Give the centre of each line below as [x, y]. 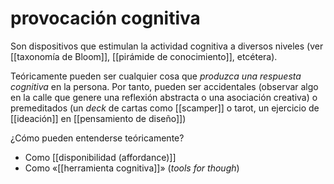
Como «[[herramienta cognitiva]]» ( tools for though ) [132, 168]
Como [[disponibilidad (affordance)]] [100, 157]
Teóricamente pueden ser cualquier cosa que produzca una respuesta [156, 76]
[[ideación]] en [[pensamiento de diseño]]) [98, 118]
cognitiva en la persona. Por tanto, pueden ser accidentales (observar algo [164, 86]
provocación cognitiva [105, 18]
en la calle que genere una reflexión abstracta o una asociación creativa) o [164, 97]
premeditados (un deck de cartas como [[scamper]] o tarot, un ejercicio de [165, 108]
